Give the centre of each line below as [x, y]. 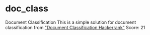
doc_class [27, 9]
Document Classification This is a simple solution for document [71, 22]
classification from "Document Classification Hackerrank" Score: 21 [75, 27]
